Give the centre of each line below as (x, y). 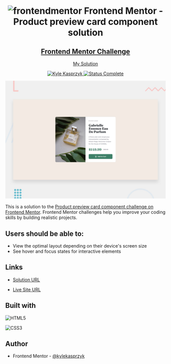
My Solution (85, 64)
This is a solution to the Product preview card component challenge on (79, 207)
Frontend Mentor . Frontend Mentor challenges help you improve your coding (85, 212)
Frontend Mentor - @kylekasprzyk (49, 356)
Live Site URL (27, 289)
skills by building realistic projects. (41, 217)
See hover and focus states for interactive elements (67, 251)
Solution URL (26, 280)
